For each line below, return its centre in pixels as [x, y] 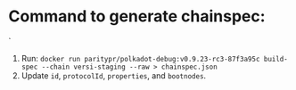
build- [276, 59]
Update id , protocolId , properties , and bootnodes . [114, 75]
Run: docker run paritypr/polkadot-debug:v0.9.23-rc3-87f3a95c [140, 58]
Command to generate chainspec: [137, 16]
